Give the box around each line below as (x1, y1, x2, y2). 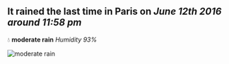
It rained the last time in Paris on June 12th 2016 (7, 6, 222, 18)
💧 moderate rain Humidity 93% (7, 35, 98, 44)
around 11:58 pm (7, 17, 82, 29)
